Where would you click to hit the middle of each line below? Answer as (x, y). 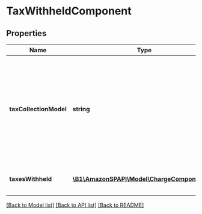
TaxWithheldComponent (69, 11)
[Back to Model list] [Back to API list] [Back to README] (75, 205)
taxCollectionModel (38, 109)
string (81, 109)
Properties (26, 33)
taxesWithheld (31, 179)
